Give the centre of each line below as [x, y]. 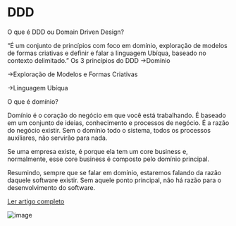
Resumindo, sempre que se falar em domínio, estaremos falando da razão [114, 172]
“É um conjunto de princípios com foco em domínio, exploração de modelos [117, 45]
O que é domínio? [33, 101]
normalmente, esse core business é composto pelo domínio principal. [108, 159]
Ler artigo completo [36, 201]
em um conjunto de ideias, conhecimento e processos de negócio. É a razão [118, 123]
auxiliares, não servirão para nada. [57, 138]
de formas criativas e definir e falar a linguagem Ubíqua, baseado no [107, 53]
